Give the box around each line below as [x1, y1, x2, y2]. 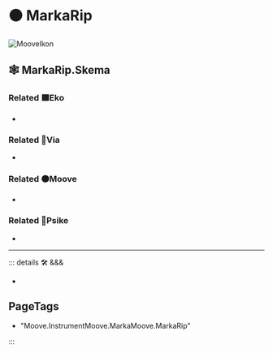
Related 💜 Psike [8, 215, 69, 226]
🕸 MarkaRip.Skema [8, 63, 111, 77]
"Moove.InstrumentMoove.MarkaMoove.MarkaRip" [19, 321, 191, 331]
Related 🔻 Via [8, 134, 60, 145]
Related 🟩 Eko [8, 93, 65, 104]
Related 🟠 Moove [8, 173, 77, 184]
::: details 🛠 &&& [8, 257, 64, 267]
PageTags [8, 299, 59, 313]
